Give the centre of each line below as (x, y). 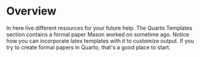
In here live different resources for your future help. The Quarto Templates (99, 28)
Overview (31, 11)
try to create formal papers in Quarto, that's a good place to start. (88, 47)
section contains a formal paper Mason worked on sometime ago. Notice (98, 34)
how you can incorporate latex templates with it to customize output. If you (100, 41)
